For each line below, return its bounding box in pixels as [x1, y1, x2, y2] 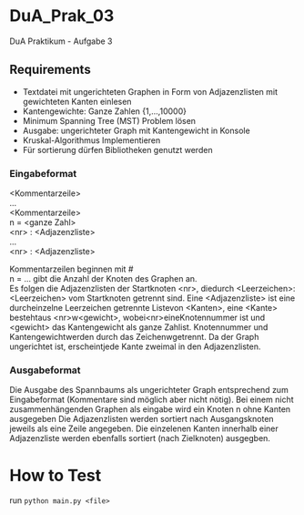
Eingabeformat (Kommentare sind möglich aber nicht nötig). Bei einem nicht [9, 394, 294, 406]
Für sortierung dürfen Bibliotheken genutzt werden [22, 144, 213, 155]
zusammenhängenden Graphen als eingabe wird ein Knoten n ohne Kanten [9, 404, 291, 415]
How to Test [9, 465, 102, 486]
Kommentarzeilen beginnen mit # [9, 263, 134, 274]
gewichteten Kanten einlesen [22, 96, 132, 107]
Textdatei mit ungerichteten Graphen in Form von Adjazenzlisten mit [22, 86, 279, 97]
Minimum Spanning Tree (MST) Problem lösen [22, 115, 197, 126]
